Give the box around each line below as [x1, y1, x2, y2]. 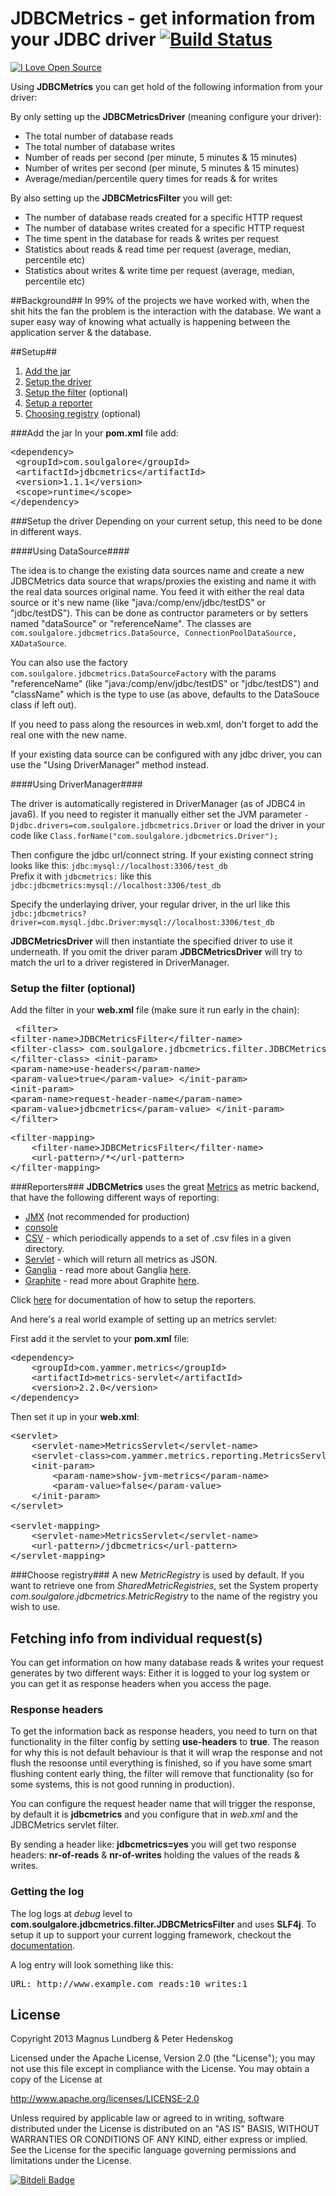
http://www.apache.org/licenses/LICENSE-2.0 [10, 2093, 200, 2105]
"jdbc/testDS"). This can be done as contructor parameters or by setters [10, 607, 309, 619]
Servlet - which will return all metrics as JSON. [24, 1253, 218, 1266]
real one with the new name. [10, 728, 128, 741]
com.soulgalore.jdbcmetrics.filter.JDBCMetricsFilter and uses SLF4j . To [10, 1918, 317, 1930]
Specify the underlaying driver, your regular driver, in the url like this [10, 898, 291, 910]
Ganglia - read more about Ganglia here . [24, 1264, 192, 1276]
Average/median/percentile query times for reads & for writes [24, 172, 278, 184]
